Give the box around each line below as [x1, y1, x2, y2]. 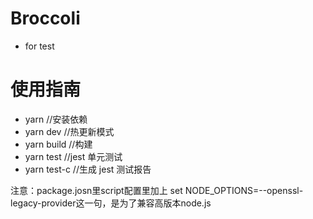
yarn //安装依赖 [24, 113, 88, 125]
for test [24, 40, 55, 52]
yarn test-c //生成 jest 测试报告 [24, 163, 152, 175]
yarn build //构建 [24, 138, 93, 150]
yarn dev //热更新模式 [24, 125, 115, 137]
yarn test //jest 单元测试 [24, 150, 123, 162]
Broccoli [10, 7, 81, 30]
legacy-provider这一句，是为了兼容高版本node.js [10, 197, 212, 209]
